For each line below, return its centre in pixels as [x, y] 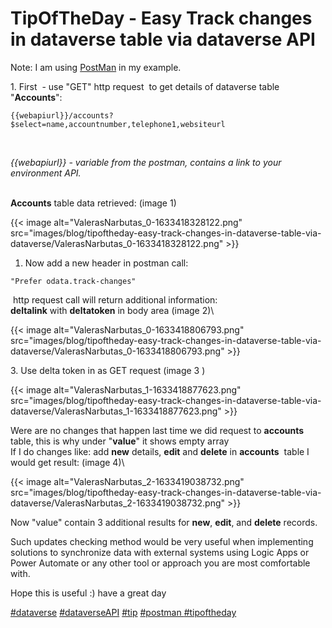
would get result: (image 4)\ [67, 462]
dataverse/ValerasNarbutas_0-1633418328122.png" [117, 243]
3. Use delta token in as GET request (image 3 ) [108, 370]
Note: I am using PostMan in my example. [96, 67]
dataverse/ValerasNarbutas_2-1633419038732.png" [118, 503]
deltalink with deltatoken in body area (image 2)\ [112, 310]
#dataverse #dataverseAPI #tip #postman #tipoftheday [123, 612]
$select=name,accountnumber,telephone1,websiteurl [118, 124]
